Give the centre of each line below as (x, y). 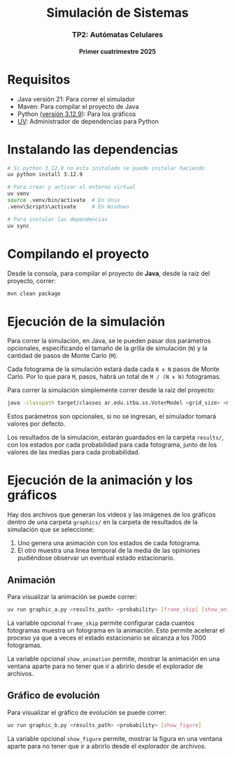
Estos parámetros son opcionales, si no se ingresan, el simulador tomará (112, 417)
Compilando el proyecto (78, 254)
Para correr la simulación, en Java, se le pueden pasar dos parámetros (109, 341)
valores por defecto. (36, 424)
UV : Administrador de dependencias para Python (88, 121)
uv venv (19, 194)
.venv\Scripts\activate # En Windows (69, 207)
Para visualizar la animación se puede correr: (72, 596)
